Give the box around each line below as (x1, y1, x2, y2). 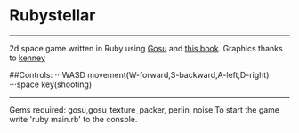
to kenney (9, 52, 46, 63)
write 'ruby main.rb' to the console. (9, 113, 138, 124)
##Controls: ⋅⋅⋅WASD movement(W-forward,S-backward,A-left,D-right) (9, 69, 270, 80)
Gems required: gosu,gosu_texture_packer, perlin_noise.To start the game (9, 104, 280, 115)
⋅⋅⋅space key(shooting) (9, 79, 93, 90)
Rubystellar (9, 5, 96, 26)
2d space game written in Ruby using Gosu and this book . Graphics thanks (9, 43, 283, 53)
